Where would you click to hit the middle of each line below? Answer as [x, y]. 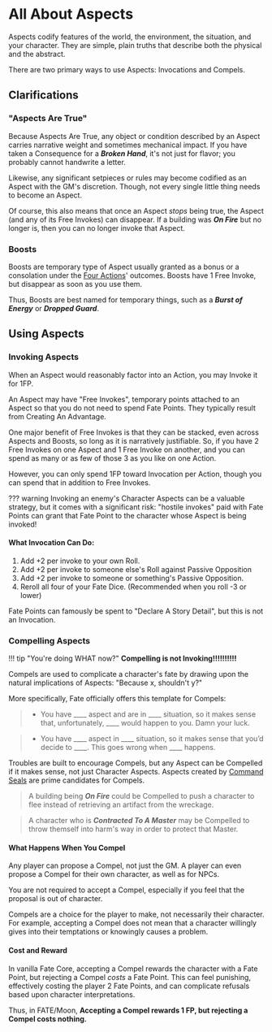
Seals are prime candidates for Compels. [77, 780]
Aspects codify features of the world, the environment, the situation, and [130, 37]
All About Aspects [71, 14]
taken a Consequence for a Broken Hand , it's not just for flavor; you [122, 153]
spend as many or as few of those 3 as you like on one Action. [112, 458]
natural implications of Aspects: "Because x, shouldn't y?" [106, 683]
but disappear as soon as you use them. [76, 284]
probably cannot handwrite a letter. [67, 162]
